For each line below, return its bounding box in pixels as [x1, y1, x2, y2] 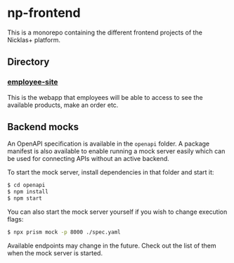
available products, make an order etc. [7, 101, 119, 109]
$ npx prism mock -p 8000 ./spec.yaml [7, 229, 121, 236]
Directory [7, 56, 50, 68]
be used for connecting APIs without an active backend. [7, 155, 170, 163]
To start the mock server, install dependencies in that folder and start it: [7, 168, 214, 177]
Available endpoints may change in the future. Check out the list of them [7, 241, 216, 250]
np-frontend [7, 5, 81, 21]
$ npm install [7, 188, 49, 195]
